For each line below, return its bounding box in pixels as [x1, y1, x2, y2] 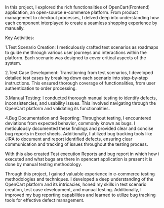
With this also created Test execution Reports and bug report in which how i [5, 151, 160, 157]
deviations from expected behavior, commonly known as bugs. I [5, 121, 135, 126]
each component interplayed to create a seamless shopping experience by [5, 20, 158, 26]
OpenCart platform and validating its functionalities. [5, 106, 110, 111]
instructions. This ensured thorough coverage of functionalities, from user [5, 80, 156, 86]
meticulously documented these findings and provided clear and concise [5, 125, 154, 131]
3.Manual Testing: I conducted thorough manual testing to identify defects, [5, 95, 157, 101]
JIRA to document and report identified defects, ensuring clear [5, 136, 133, 142]
